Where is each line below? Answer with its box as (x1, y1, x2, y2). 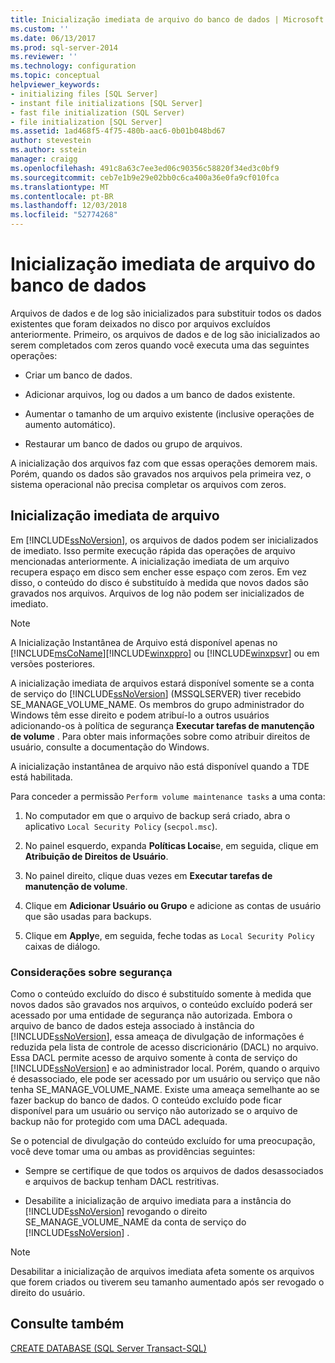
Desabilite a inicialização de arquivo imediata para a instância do (24, 1195, 292, 1207)
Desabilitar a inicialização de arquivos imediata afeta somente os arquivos (10, 1266, 315, 1278)
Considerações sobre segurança (10, 965, 173, 979)
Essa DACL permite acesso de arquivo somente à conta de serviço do (10, 1052, 298, 1064)
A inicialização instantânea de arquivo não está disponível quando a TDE (10, 760, 310, 772)
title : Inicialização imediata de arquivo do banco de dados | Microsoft (10, 14, 325, 25)
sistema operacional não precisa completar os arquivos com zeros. (10, 478, 287, 490)
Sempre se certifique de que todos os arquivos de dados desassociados (24, 1165, 324, 1177)
